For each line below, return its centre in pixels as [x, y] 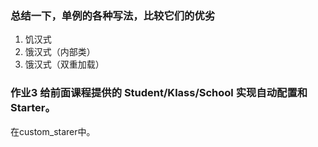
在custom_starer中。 [53, 131]
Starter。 [33, 108]
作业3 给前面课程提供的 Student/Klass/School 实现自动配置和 [159, 93]
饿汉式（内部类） [60, 52]
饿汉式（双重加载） [64, 64]
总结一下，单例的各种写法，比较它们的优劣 [113, 15]
